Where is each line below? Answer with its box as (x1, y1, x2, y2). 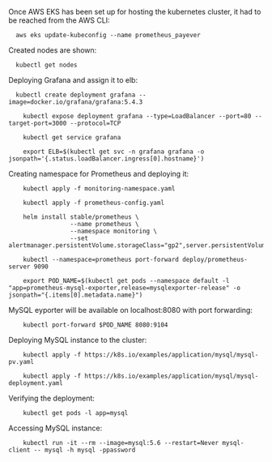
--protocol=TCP (70, 119, 121, 127)
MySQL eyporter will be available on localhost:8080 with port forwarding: (8, 306, 253, 314)
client (8, 446, 31, 454)
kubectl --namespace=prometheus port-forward (23, 255, 180, 263)
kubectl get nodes (15, 61, 79, 69)
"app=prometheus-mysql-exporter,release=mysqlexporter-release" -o (8, 284, 241, 292)
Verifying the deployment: (8, 393, 96, 403)
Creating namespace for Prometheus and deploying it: (8, 169, 189, 178)
